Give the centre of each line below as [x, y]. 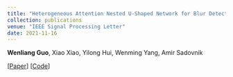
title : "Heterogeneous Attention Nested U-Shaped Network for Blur [107, 14]
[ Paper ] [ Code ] [29, 66]
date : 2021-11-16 [32, 33]
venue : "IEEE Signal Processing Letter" [67, 26]
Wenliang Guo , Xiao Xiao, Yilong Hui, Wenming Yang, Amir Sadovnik [105, 53]
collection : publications [44, 20]
